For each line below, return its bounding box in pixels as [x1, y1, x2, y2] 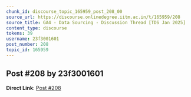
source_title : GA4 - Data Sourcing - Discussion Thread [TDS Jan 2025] [6, 19, 186, 25]
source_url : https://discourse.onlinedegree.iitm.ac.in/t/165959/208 [6, 14, 181, 20]
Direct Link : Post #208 [6, 84, 61, 91]
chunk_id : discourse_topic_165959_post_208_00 [6, 8, 123, 15]
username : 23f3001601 [6, 36, 60, 42]
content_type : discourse [6, 25, 67, 31]
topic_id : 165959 [6, 47, 49, 53]
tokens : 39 [6, 31, 33, 36]
